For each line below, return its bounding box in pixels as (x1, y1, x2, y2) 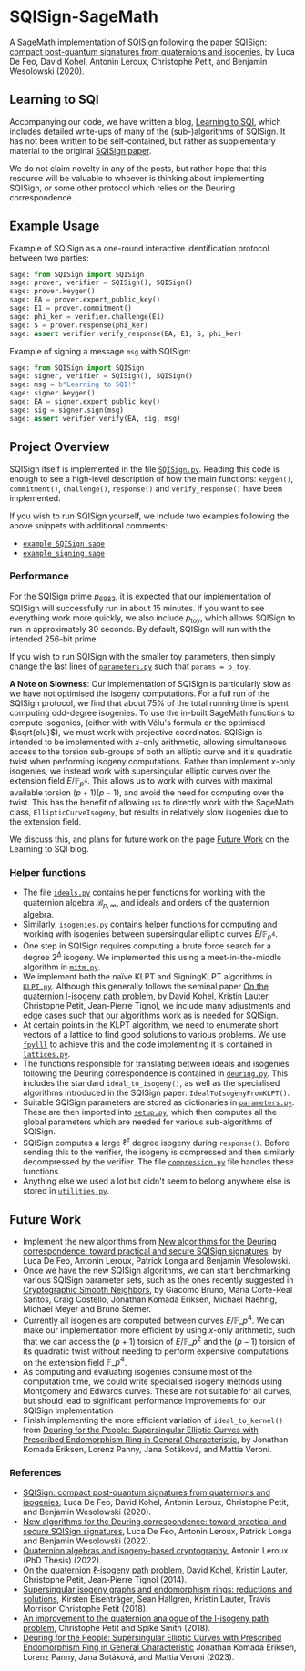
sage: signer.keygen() (9, 389, 96, 398)
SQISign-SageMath (9, 6, 159, 27)
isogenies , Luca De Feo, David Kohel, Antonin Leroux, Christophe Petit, (22, 1497, 290, 1508)
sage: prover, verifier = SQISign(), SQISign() (9, 278, 194, 288)
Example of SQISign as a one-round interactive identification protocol (9, 242, 270, 253)
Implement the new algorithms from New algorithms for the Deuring (22, 1236, 277, 1247)
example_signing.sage (22, 548, 105, 558)
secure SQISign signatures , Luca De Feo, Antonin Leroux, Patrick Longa (22, 1526, 292, 1537)
